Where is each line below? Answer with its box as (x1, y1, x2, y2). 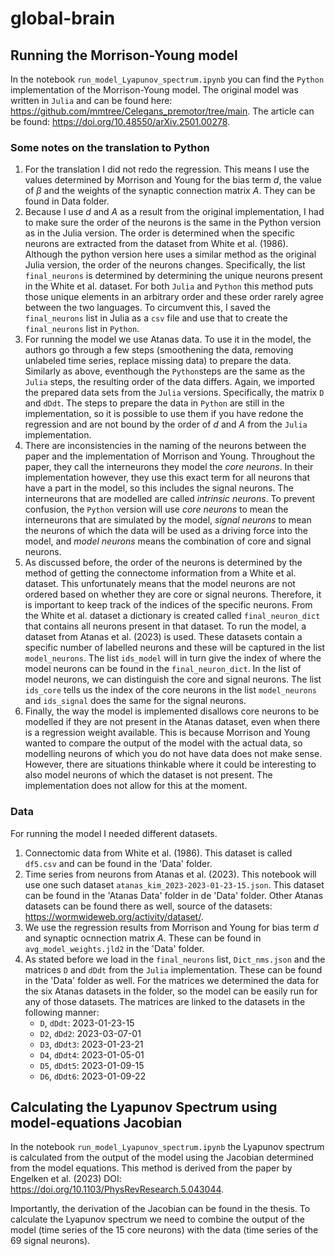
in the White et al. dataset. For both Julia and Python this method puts (24, 280, 314, 292)
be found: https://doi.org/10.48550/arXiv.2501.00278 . (10, 116, 231, 127)
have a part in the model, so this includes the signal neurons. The (24, 482, 294, 494)
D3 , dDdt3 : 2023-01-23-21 (39, 1038, 144, 1050)
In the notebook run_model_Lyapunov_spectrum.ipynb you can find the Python (10, 73, 325, 85)
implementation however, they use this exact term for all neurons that (24, 472, 311, 484)
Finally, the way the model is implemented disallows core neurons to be (24, 705, 320, 717)
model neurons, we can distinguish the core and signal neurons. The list (24, 673, 322, 686)
